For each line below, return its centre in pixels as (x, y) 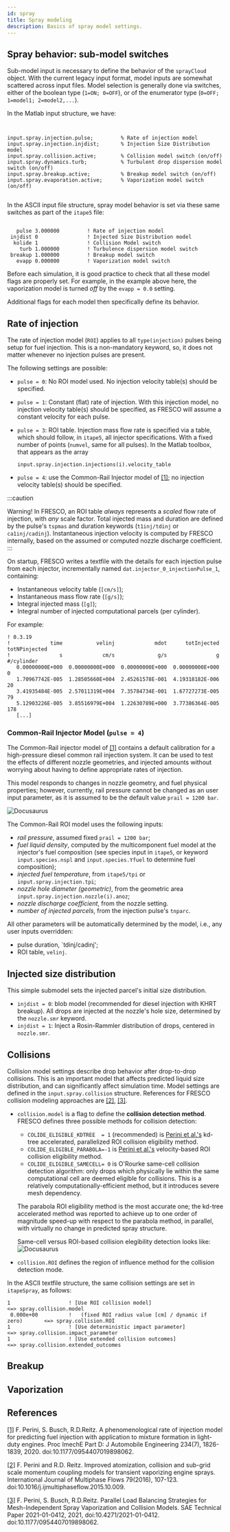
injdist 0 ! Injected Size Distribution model (101, 237)
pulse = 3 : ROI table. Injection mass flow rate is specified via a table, (114, 430)
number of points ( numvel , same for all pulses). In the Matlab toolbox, (114, 444)
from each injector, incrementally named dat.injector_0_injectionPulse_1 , (114, 568)
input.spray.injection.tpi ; (57, 881)
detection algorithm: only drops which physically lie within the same (123, 1171)
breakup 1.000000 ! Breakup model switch (82, 255)
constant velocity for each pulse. (64, 417)
